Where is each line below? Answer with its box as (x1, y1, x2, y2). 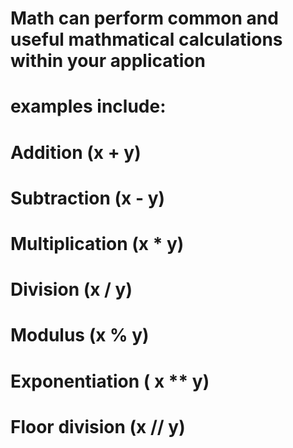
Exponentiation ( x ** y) (10, 370, 210, 392)
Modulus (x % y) (10, 324, 150, 347)
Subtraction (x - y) (10, 187, 166, 209)
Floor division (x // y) (10, 415, 186, 438)
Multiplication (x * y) (10, 232, 185, 255)
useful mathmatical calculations (10, 28, 283, 51)
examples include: (10, 95, 167, 118)
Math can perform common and (10, 7, 279, 30)
